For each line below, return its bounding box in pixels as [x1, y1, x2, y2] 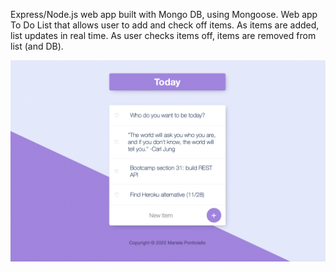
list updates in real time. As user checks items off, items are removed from [10, 30, 317, 41]
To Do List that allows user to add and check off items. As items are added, [10, 19, 320, 31]
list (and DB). [10, 40, 64, 52]
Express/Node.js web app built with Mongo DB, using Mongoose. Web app [10, 9, 318, 20]
